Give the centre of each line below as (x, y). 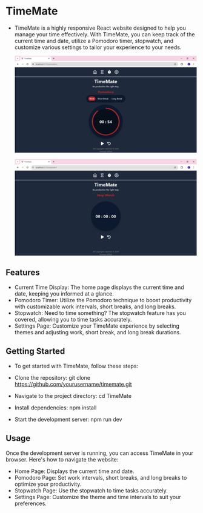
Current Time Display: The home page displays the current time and (99, 287)
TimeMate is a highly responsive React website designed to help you (100, 28)
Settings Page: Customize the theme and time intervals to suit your (98, 497)
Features (23, 273)
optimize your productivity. (48, 484)
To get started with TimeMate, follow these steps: (76, 366)
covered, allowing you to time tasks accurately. (73, 319)
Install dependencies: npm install (55, 408)
